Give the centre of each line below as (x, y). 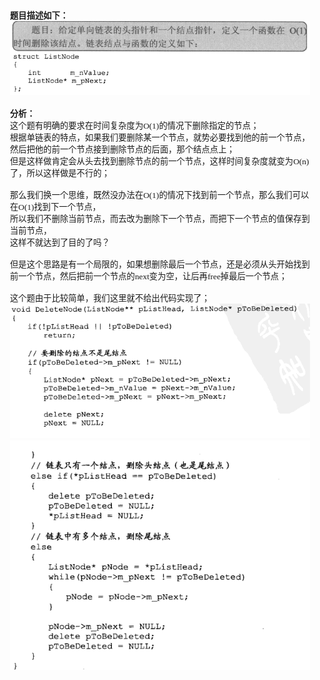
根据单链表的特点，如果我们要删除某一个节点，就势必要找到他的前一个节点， (160, 138)
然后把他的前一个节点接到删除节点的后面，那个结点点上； (122, 149)
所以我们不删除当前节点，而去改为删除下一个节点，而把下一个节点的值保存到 (160, 219)
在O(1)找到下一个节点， (56, 207)
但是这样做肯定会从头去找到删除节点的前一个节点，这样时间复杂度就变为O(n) (160, 161)
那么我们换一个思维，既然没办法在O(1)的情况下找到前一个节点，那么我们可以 (160, 195)
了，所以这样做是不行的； (60, 173)
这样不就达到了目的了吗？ (60, 243)
